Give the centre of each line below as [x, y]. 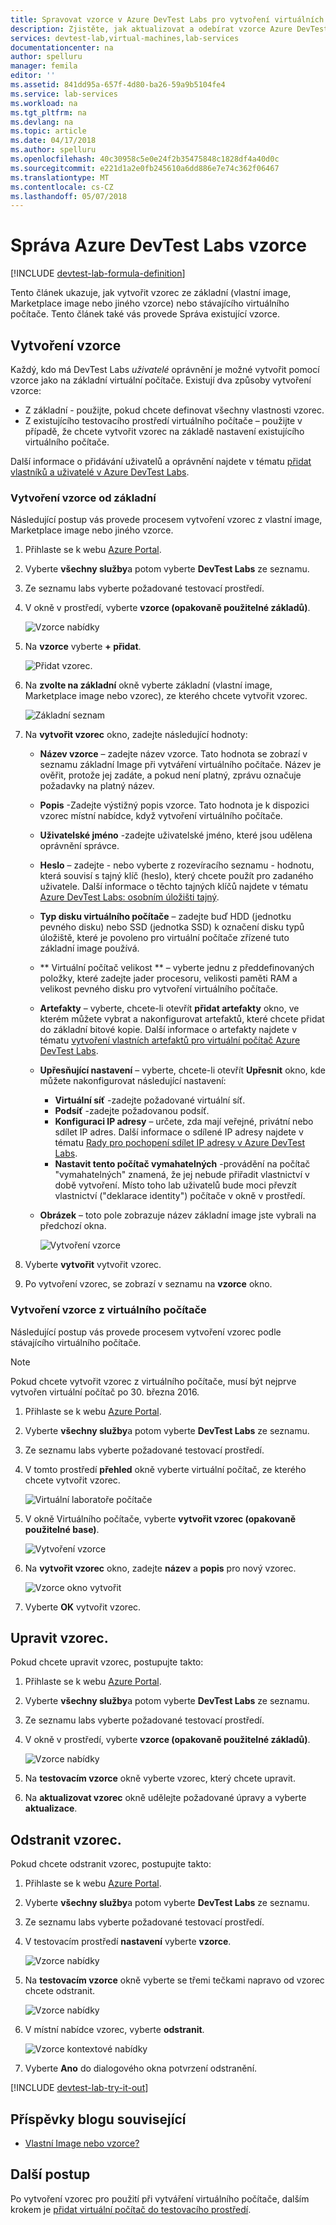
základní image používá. [89, 948]
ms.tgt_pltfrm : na [48, 112]
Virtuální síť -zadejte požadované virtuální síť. [150, 1100]
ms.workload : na [44, 103]
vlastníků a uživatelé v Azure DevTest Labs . [100, 472]
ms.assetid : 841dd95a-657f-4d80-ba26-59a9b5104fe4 [118, 85]
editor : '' [33, 76]
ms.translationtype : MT [60, 177]
